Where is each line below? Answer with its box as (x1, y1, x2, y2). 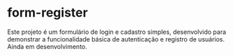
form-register (7, 5, 89, 21)
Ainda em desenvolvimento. (7, 42, 87, 50)
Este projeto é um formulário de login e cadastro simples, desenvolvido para (7, 28, 227, 36)
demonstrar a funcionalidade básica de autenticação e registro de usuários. (7, 35, 225, 43)
